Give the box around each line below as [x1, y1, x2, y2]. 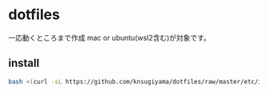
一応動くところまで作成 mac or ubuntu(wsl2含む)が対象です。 [8, 33, 211, 42]
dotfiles [8, 6, 61, 24]
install [8, 57, 40, 70]
